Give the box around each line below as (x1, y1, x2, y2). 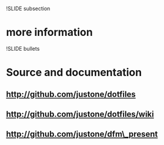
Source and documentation (6, 66, 142, 79)
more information (6, 26, 93, 39)
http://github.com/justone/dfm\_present (6, 129, 158, 139)
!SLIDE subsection (6, 5, 51, 12)
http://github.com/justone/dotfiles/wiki (6, 109, 154, 119)
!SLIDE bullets (6, 45, 40, 52)
